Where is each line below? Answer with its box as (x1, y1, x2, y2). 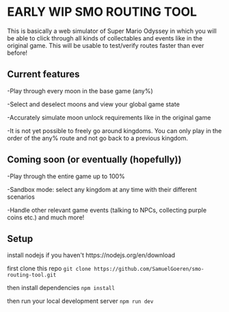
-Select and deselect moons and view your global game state (7, 100, 180, 108)
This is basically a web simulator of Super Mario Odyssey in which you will (7, 27, 217, 35)
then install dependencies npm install (7, 284, 115, 292)
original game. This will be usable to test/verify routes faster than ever (7, 41, 204, 49)
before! (7, 49, 28, 57)
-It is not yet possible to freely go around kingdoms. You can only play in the (7, 126, 222, 134)
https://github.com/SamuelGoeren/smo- (94, 265, 204, 273)
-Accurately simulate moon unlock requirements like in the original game (7, 113, 211, 121)
